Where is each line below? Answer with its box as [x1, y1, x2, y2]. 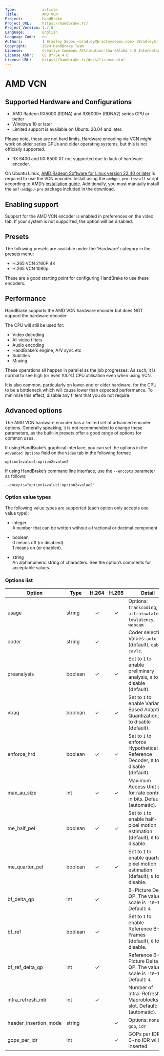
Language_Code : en [5, 35, 47, 40]
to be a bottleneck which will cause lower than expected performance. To [5, 387, 153, 393]
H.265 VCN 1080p [12, 265, 49, 271]
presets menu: [5, 251, 34, 257]
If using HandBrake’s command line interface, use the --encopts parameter [5, 468, 155, 474]
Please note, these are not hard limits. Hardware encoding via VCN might [5, 136, 152, 142]
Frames [128, 932, 146, 938]
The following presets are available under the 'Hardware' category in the [5, 245, 151, 251]
